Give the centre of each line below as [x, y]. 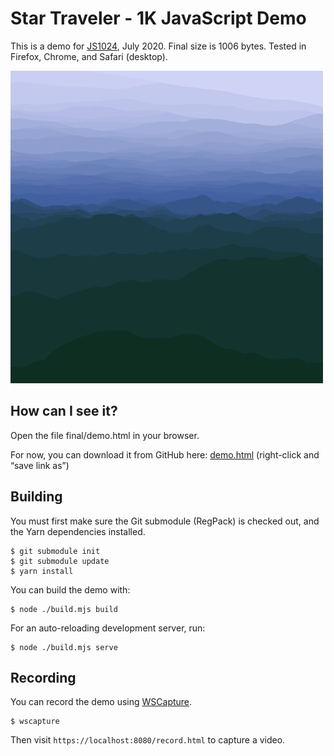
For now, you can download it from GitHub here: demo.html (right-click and [165, 454]
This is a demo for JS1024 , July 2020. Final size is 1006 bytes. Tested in [158, 46]
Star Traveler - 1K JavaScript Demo [158, 18]
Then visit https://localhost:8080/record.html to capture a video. [148, 740]
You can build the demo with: [70, 589]
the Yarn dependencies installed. [78, 531]
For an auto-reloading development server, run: [108, 628]
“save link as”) [40, 465]
